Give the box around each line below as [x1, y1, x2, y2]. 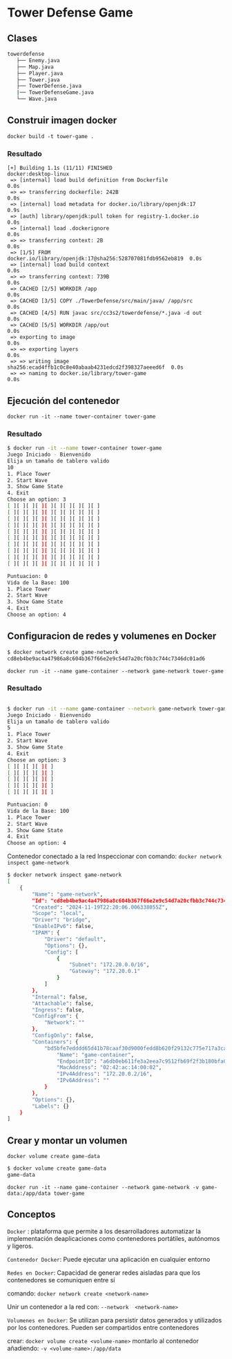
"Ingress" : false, [32, 1006, 85, 1013]
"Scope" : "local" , [32, 910, 85, 917]
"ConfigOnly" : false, [32, 1032, 95, 1039]
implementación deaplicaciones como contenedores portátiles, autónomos [7, 1234, 220, 1242]
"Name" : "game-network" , [32, 891, 104, 898]
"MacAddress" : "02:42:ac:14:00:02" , [56, 1064, 162, 1071]
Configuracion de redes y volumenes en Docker [7, 630, 217, 642]
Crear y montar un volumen [7, 1135, 128, 1146]
